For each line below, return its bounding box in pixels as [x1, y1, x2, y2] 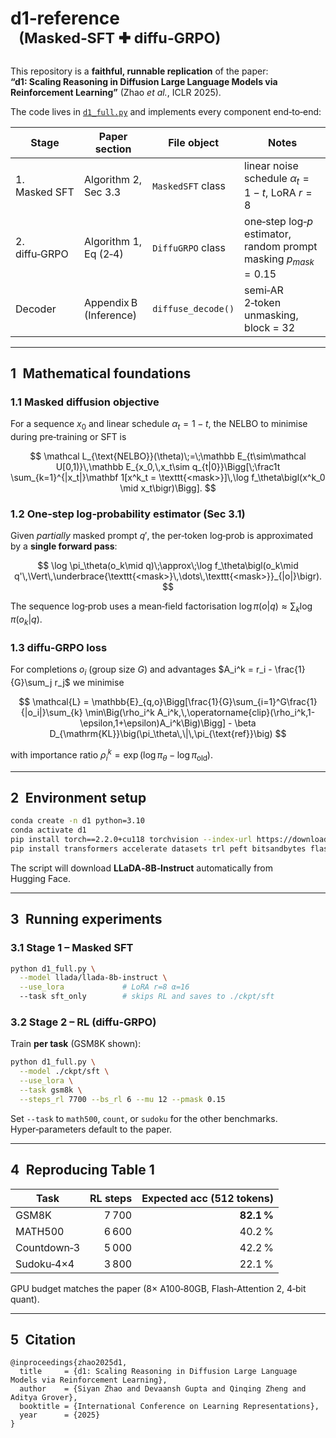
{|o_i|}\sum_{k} [20, 707, 83, 719]
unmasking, [244, 308, 299, 322]
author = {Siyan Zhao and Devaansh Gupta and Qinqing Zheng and [19, 1384, 307, 1394]
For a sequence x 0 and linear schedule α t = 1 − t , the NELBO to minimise [10, 418, 308, 432]
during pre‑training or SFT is [10, 431, 127, 443]
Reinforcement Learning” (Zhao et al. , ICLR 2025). [10, 87, 222, 99]
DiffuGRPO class [152, 241, 226, 255]
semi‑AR [244, 283, 284, 297]
